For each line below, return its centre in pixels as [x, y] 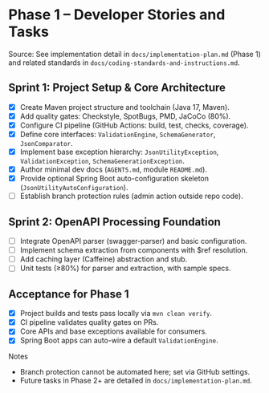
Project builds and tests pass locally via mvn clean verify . [116, 314]
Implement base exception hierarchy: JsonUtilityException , [119, 152]
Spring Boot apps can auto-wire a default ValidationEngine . [119, 340]
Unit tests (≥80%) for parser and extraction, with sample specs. [125, 268]
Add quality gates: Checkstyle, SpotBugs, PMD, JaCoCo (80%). [125, 116]
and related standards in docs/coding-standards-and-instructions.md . [124, 63]
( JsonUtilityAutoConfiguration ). [74, 188]
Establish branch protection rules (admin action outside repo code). [131, 196]
